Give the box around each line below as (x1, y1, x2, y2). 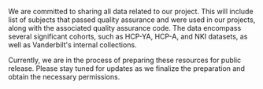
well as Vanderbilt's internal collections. (8, 40, 137, 50)
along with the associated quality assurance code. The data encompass (8, 24, 242, 32)
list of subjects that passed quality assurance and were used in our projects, (8, 15, 256, 24)
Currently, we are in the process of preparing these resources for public (8, 55, 242, 65)
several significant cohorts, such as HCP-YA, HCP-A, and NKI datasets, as (8, 32, 248, 41)
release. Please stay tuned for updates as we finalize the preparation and (8, 64, 246, 73)
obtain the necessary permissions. (8, 72, 120, 81)
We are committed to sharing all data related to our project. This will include (8, 7, 254, 16)
